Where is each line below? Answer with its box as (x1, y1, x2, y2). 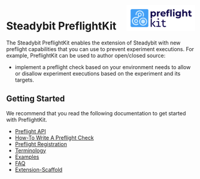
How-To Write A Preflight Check (14, 134, 94, 141)
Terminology (14, 147, 46, 154)
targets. (14, 76, 34, 83)
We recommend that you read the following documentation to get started (6, 109, 186, 117)
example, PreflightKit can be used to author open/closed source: (6, 52, 166, 59)
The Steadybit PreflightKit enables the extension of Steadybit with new (6, 39, 181, 46)
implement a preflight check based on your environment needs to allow (14, 63, 191, 70)
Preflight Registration (14, 140, 67, 148)
